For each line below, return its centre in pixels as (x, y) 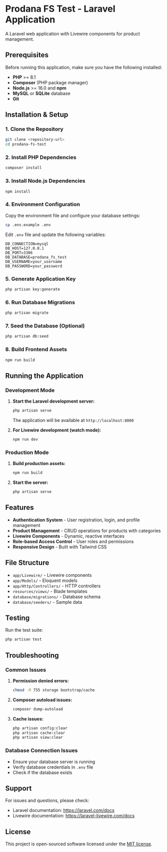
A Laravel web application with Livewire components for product (73, 34)
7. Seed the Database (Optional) (45, 325)
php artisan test (24, 640)
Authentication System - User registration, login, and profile (76, 520)
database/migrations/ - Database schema (56, 597)
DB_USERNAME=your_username (34, 261)
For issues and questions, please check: (47, 801)
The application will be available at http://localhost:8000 (73, 420)
